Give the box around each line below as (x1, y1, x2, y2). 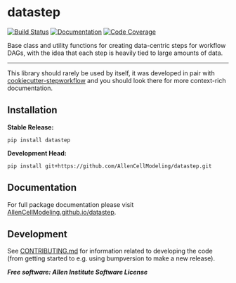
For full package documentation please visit (7, 200, 134, 208)
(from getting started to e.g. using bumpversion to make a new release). (7, 254, 216, 263)
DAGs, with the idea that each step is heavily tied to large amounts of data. (7, 49, 223, 57)
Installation (7, 104, 58, 116)
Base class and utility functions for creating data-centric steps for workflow (7, 41, 226, 49)
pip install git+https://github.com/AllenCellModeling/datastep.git (7, 163, 212, 170)
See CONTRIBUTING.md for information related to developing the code (7, 247, 213, 256)
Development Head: (7, 149, 67, 157)
